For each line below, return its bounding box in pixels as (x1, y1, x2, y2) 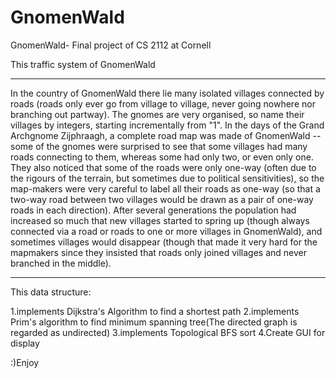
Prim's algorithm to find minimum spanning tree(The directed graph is (10, 316, 298, 328)
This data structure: (10, 286, 92, 298)
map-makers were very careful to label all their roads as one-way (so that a (10, 182, 321, 195)
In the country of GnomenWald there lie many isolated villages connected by (10, 87, 325, 99)
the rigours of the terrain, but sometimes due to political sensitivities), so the (10, 172, 325, 184)
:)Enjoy (10, 356, 40, 368)
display (10, 337, 40, 349)
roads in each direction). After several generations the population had (10, 204, 297, 216)
